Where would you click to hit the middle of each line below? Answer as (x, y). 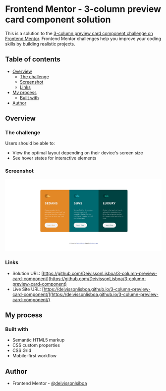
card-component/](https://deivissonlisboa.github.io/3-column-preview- (85, 294)
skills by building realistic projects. (40, 44)
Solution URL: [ (28, 273)
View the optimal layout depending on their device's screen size (78, 153)
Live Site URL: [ (28, 289)
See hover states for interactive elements (54, 158)
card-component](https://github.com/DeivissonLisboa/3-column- (79, 279)
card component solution (58, 20)
